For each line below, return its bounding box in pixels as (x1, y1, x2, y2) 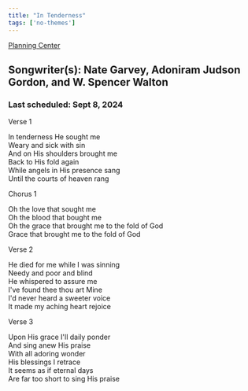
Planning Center (8, 40, 61, 50)
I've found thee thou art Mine (8, 285, 102, 295)
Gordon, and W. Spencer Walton (8, 76, 168, 89)
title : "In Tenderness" (8, 11, 87, 20)
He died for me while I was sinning (8, 260, 120, 270)
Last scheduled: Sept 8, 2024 (8, 99, 124, 110)
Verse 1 (8, 117, 32, 127)
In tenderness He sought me (8, 132, 101, 142)
